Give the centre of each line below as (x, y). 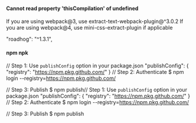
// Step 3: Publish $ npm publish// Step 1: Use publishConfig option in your (97, 90)
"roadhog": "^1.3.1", (30, 39)
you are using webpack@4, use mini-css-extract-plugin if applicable (89, 28)
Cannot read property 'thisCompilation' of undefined (72, 8)
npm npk (17, 53)
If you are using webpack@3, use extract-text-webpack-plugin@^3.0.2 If (95, 21)
